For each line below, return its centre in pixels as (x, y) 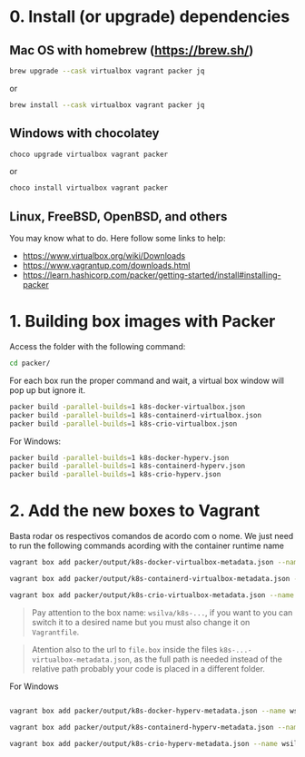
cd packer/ (30, 364)
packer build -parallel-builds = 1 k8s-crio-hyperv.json (115, 475)
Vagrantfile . (55, 632)
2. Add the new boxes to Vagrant (135, 511)
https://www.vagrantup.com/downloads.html (106, 266)
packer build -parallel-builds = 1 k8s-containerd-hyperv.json (128, 466)
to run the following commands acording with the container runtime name (147, 546)
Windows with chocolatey (84, 133)
